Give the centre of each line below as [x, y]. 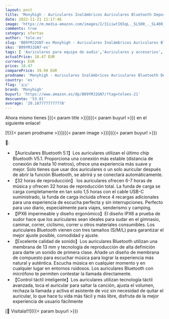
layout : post [19, 10]
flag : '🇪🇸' [18, 85]
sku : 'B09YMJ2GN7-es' [28, 47]
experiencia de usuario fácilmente [48, 301]
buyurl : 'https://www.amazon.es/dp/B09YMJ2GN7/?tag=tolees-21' [73, 94]
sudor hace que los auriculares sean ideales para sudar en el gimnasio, [86, 219]
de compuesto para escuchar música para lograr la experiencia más [83, 258]
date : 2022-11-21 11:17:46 [33, 19]
